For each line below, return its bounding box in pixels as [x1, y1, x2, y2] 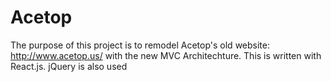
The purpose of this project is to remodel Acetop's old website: [10, 39, 270, 51]
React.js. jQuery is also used [10, 60, 128, 72]
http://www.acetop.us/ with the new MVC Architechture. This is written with [10, 49, 322, 61]
